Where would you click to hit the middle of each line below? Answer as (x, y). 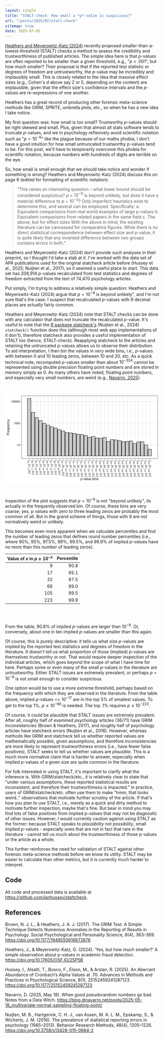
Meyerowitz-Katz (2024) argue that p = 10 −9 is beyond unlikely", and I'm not (82, 294)
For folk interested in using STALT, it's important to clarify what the (72, 771)
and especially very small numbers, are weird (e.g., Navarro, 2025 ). (73, 378)
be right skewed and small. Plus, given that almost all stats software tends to (82, 127)
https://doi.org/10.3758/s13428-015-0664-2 (49, 1031)
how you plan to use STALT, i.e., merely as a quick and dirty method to (76, 803)
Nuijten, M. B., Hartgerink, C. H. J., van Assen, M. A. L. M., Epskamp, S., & (79, 1015)
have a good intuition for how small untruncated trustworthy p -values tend (80, 144)
